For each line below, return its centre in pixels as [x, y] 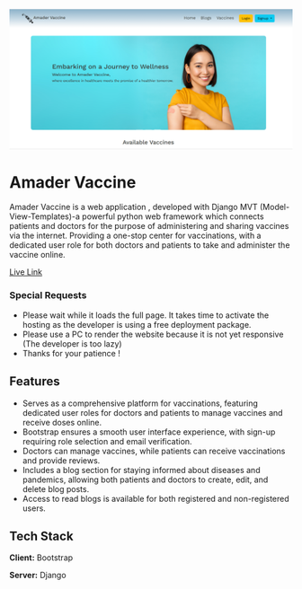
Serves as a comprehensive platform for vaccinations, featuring [140, 403]
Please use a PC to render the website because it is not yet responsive [153, 334]
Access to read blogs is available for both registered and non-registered [155, 498]
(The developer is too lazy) [72, 343]
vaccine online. [37, 255]
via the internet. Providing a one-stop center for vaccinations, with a [135, 236]
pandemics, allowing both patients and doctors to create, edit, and [145, 479]
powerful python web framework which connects [173, 216]
